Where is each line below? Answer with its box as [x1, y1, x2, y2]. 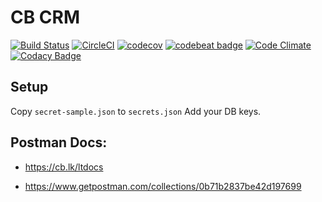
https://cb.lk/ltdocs [24, 161, 104, 173]
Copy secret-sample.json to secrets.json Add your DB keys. [10, 105, 262, 117]
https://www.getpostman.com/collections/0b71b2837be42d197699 [24, 180, 302, 192]
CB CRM [10, 6, 81, 29]
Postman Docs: [10, 134, 108, 151]
